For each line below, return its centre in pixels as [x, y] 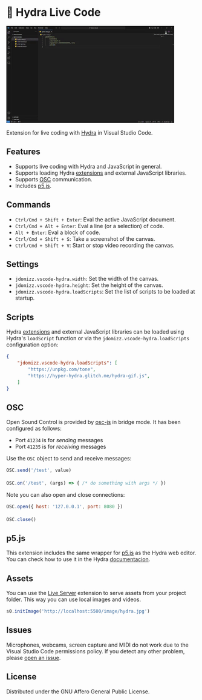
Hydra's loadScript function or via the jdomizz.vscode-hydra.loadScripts [98, 338]
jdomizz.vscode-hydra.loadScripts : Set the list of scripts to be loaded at [105, 292]
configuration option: [32, 345]
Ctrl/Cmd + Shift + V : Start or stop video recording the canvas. [95, 245]
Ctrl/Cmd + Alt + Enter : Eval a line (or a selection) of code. [90, 226]
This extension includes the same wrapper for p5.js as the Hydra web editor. [101, 553]
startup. [25, 298]
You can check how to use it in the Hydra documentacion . [78, 559]
